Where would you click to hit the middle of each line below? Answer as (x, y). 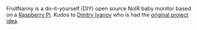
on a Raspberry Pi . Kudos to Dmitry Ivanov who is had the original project (97, 15)
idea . (13, 21)
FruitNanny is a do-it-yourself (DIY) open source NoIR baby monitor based (99, 9)
